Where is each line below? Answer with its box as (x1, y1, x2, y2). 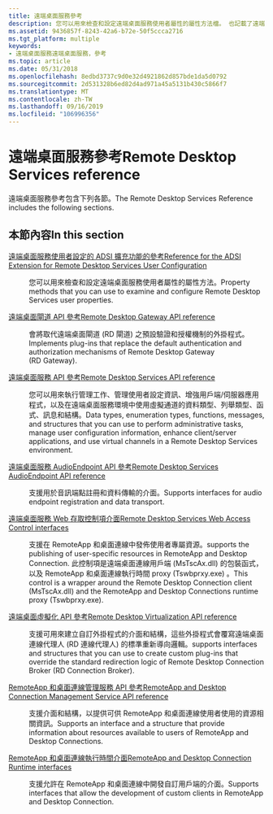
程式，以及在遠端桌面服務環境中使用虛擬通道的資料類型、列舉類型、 (28, 399, 257, 409)
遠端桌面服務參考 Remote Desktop (8, 148, 237, 167)
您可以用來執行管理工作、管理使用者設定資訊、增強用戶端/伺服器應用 (28, 390, 260, 399)
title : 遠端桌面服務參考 (8, 11, 83, 20)
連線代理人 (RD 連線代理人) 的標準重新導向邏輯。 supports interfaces (28, 639, 258, 649)
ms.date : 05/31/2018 (8, 65, 79, 73)
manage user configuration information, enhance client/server (28, 428, 237, 437)
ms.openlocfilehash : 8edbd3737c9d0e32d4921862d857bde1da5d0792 (8, 72, 227, 81)
